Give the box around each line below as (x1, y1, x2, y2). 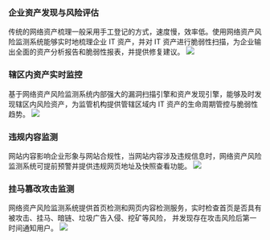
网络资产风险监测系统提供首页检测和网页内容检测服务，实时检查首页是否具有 (8, 203, 262, 213)
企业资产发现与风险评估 (8, 6, 99, 18)
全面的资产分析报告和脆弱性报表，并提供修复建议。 (14, 47, 185, 57)
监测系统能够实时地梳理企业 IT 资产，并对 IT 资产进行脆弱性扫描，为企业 (14, 37, 255, 47)
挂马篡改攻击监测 (8, 183, 75, 194)
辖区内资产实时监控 (8, 69, 83, 81)
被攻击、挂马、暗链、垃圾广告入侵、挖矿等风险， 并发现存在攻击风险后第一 (8, 213, 257, 223)
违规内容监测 (8, 131, 59, 143)
